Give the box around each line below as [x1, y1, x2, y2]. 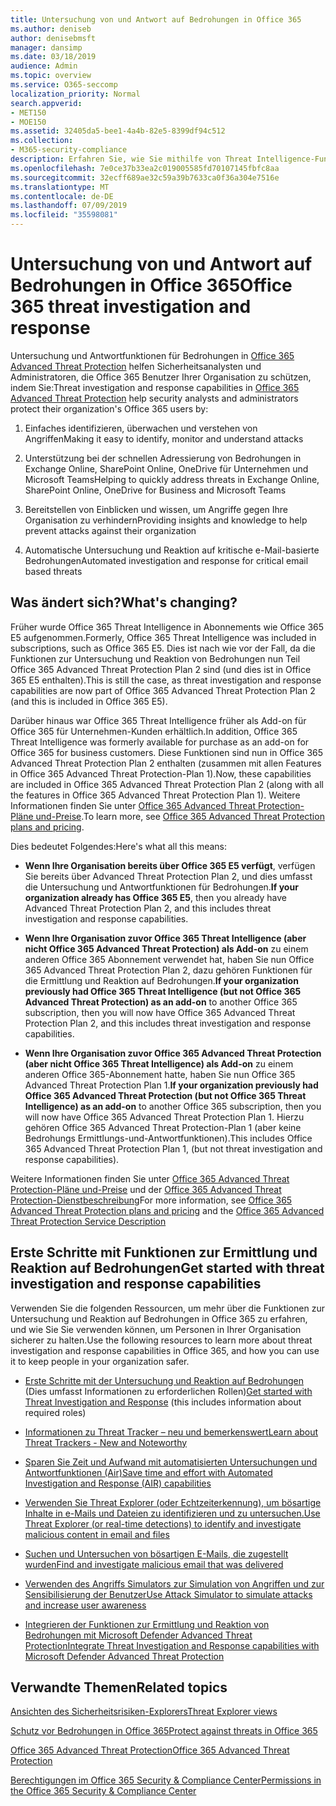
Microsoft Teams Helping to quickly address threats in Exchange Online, [24, 473, 320, 485]
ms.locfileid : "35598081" [10, 210, 118, 220]
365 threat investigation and [10, 296, 252, 318]
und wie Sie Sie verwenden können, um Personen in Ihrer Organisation [10, 1323, 302, 1335]
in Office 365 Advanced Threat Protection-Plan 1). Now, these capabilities [10, 767, 312, 780]
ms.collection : [10, 136, 74, 146]
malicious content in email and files [24, 1528, 170, 1540]
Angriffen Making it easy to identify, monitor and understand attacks [24, 432, 304, 445]
